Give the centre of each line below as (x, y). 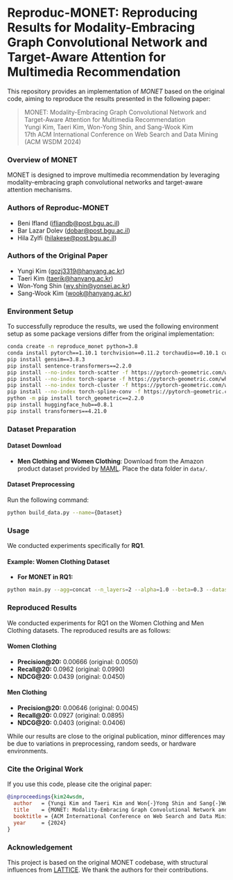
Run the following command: (48, 500)
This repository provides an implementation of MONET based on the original (116, 91)
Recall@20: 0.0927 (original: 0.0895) (71, 716)
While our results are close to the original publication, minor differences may (116, 737)
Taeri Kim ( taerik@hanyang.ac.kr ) (65, 278)
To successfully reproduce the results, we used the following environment (113, 327)
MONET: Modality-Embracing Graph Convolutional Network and (115, 112)
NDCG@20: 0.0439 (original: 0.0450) (71, 676)
